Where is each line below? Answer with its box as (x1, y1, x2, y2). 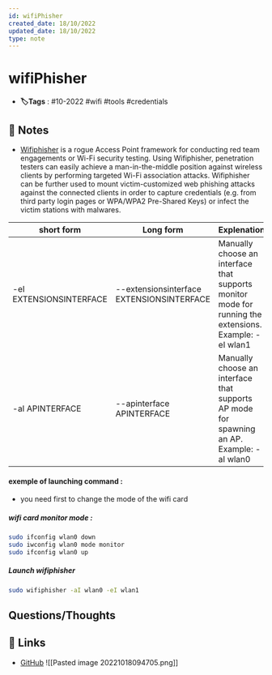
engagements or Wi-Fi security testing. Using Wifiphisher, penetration (19, 153, 254, 163)
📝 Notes (8, 123, 49, 137)
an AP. (218, 434, 244, 444)
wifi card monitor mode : (8, 512, 93, 523)
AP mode (218, 403, 253, 414)
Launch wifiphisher (8, 566, 75, 575)
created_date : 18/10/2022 (8, 19, 96, 28)
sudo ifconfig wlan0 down (8, 533, 96, 541)
